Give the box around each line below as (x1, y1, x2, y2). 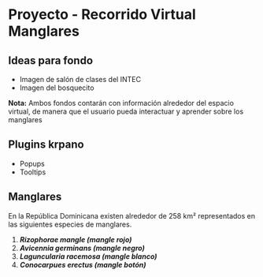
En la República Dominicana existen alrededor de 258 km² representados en (8, 211, 256, 220)
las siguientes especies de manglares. (8, 219, 132, 229)
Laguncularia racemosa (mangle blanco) (19, 251, 157, 261)
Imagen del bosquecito (19, 83, 94, 92)
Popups (19, 159, 45, 168)
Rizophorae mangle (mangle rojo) (19, 234, 132, 244)
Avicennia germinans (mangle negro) (19, 243, 146, 253)
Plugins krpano (8, 138, 84, 152)
